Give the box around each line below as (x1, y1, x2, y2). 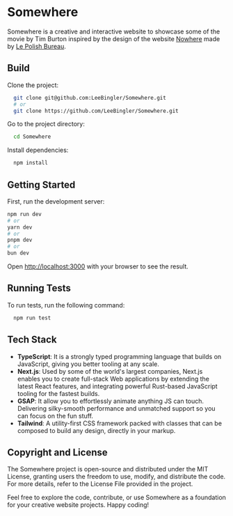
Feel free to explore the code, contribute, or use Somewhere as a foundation (7, 493, 226, 502)
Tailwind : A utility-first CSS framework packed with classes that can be (17, 419, 223, 427)
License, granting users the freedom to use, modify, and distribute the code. (7, 472, 226, 481)
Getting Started (7, 179, 76, 190)
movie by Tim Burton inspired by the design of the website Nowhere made (7, 34, 220, 43)
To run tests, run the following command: (7, 301, 125, 309)
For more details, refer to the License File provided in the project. (7, 480, 193, 488)
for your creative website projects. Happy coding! (7, 501, 150, 509)
